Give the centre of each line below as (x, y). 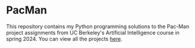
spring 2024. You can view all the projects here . (64, 39)
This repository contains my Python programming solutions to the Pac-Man (98, 26)
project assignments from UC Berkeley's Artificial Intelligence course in (93, 32)
